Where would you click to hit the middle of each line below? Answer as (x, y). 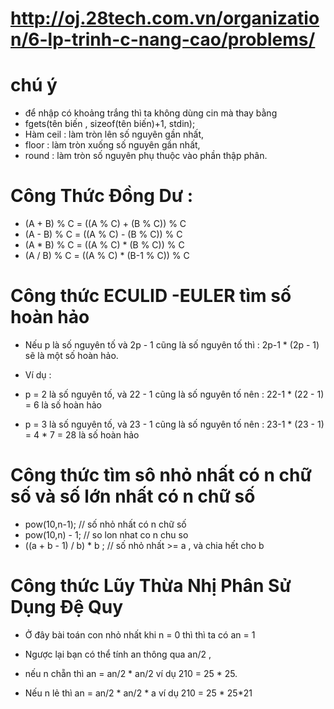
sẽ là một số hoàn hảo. (71, 355)
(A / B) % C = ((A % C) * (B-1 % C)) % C (107, 256)
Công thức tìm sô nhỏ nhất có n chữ (161, 475)
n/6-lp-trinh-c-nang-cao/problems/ (163, 39)
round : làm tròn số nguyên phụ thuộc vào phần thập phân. (146, 156)
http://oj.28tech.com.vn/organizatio (165, 18)
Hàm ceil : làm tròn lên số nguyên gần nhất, (114, 134)
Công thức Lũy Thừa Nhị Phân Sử (151, 586)
